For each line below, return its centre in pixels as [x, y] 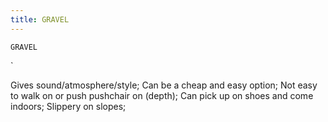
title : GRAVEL [40, 19]
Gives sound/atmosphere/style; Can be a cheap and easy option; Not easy [164, 85]
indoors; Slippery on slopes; [68, 106]
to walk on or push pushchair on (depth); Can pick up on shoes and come [162, 95]
